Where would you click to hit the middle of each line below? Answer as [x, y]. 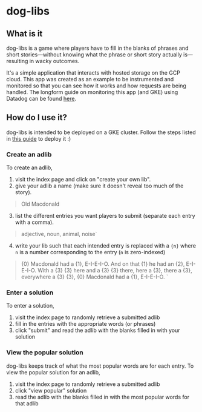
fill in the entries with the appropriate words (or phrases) [85, 324]
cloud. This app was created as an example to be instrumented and [90, 79]
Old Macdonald [40, 204]
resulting [17, 61]
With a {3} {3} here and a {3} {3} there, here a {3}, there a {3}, [115, 271]
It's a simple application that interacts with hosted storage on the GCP [93, 73]
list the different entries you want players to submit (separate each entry [105, 216]
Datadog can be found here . [41, 99]
